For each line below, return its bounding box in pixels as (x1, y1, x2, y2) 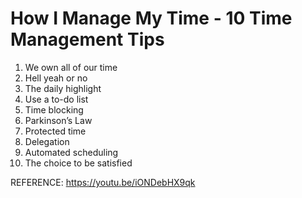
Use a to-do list (24, 93, 89, 105)
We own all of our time (24, 61, 118, 73)
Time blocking (24, 103, 84, 116)
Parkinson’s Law (24, 114, 93, 126)
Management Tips (10, 28, 165, 51)
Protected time (24, 125, 87, 137)
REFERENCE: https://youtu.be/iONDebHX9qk (10, 176, 196, 188)
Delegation (24, 135, 70, 147)
